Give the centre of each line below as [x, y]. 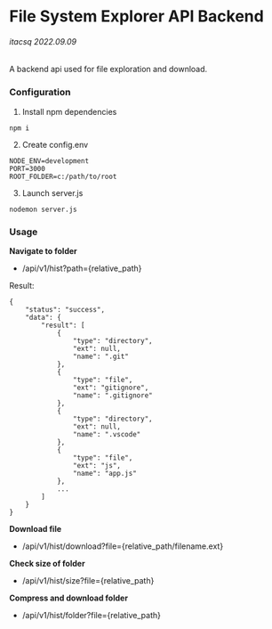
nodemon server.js [43, 209]
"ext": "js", [97, 465]
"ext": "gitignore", [111, 388]
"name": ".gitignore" [112, 395]
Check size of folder [48, 563]
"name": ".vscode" [107, 434]
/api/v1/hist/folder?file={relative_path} [92, 615]
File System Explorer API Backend [136, 16]
